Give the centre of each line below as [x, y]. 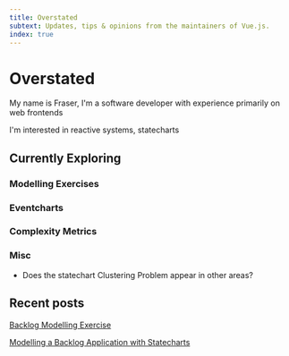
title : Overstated [43, 17]
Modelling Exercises [55, 183]
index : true [31, 34]
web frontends [36, 113]
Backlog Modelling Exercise [60, 325]
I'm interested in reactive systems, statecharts [94, 130]
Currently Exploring [65, 158]
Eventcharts [37, 208]
